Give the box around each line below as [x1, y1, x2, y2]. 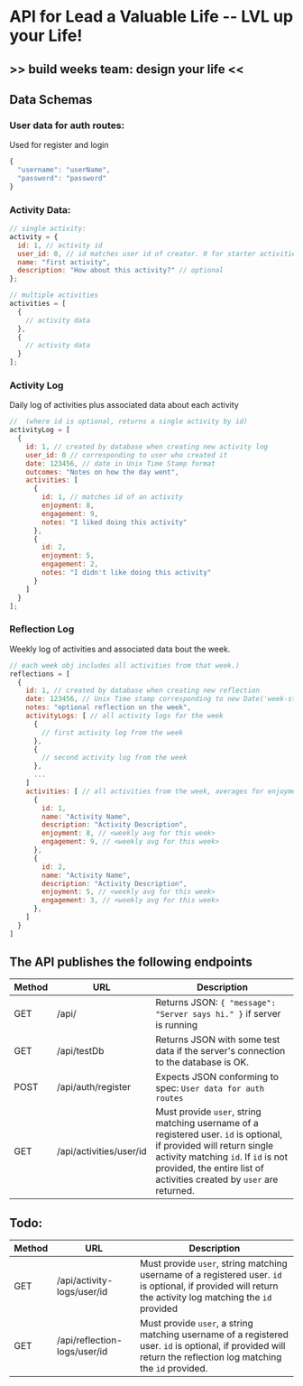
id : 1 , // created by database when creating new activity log [25, 442, 269, 451]
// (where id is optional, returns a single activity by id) [9, 417, 248, 426]
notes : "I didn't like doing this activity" [41, 568, 212, 577]
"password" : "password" [17, 174, 106, 183]
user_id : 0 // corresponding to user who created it [25, 450, 228, 459]
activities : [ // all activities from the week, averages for [25, 787, 264, 796]
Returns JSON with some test [155, 1033, 280, 1046]
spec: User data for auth [155, 1082, 264, 1095]
